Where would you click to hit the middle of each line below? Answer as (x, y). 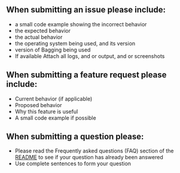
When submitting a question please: (75, 137)
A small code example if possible (56, 118)
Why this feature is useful (46, 111)
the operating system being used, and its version (75, 43)
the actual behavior (39, 37)
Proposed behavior (38, 105)
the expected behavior (42, 31)
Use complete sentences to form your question (73, 163)
